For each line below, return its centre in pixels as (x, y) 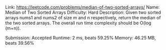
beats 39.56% (20, 43)
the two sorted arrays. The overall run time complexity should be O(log (78, 23)
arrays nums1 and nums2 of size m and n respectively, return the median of (83, 18)
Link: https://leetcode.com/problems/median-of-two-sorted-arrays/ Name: (82, 7)
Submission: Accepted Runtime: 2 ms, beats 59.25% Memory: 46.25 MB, (81, 38)
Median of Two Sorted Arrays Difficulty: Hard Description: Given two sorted (83, 12)
